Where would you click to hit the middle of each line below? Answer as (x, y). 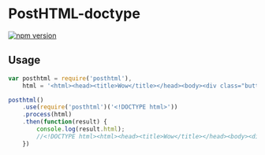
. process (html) (47, 115)
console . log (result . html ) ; (81, 129)
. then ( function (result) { (65, 122)
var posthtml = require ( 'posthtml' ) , (70, 78)
